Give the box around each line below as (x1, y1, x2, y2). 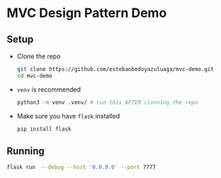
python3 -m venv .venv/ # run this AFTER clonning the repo (16, 99, 198, 106)
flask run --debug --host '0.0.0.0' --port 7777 (6, 164, 157, 171)
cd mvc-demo (16, 72, 52, 79)
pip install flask (16, 126, 72, 133)
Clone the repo (16, 52, 61, 60)
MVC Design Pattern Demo (6, 5, 167, 21)
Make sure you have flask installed (16, 111, 120, 120)
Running (6, 145, 45, 157)
